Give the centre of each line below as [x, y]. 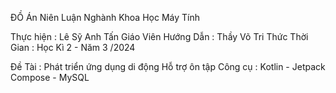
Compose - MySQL [50, 77]
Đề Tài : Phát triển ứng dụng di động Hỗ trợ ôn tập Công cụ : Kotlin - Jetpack [168, 66]
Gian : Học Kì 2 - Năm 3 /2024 [73, 47]
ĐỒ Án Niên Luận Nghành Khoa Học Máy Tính [105, 17]
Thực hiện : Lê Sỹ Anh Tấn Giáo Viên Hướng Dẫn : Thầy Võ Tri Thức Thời [159, 36]
